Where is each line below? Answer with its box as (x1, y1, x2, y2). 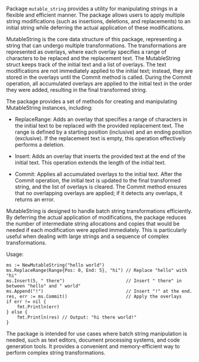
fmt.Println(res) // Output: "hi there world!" (17, 314, 137, 320)
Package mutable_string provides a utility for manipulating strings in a (6, 5, 178, 12)
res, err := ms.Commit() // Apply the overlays (6, 293, 182, 299)
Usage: (6, 250, 24, 258)
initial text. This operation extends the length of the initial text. (14, 159, 166, 166)
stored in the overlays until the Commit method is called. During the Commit (6, 74, 192, 81)
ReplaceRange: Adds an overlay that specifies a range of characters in (14, 116, 188, 123)
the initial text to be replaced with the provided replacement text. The (14, 122, 184, 129)
